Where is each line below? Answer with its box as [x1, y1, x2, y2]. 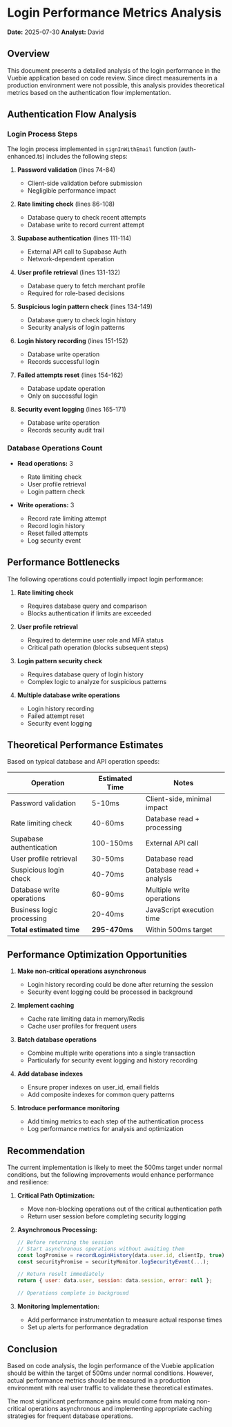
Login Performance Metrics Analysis [7, 5, 222, 21]
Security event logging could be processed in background [27, 988, 193, 996]
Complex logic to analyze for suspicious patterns [27, 677, 167, 685]
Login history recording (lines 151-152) [17, 337, 128, 345]
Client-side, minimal [145, 794, 212, 804]
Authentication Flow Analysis [7, 109, 137, 121]
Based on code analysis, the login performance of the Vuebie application [7, 1361, 215, 1369]
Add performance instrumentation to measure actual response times [27, 1315, 222, 1324]
